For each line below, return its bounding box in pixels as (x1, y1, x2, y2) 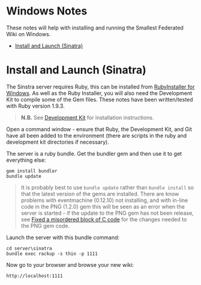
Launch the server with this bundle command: (6, 233, 120, 241)
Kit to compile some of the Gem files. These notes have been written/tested (6, 96, 193, 103)
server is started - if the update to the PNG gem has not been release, (20, 209, 194, 216)
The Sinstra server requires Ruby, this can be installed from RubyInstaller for (6, 83, 195, 90)
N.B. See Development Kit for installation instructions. (20, 114, 154, 121)
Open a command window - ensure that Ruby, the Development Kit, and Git (6, 125, 192, 133)
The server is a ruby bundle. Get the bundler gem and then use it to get (6, 150, 182, 157)
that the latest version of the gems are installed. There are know (20, 190, 179, 197)
